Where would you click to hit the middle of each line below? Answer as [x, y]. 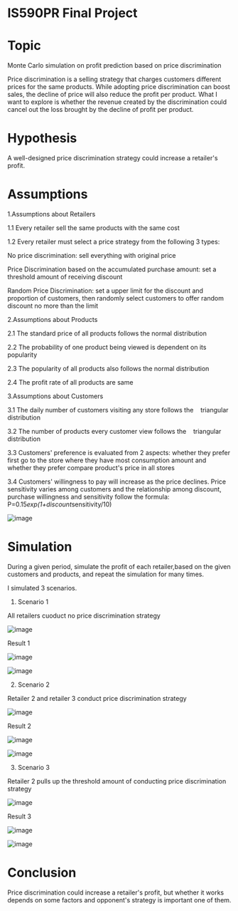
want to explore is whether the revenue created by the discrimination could [117, 102]
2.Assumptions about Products [53, 319]
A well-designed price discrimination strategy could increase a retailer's [113, 158]
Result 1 [19, 643]
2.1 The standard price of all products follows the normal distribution [107, 333]
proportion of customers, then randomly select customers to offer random [115, 298]
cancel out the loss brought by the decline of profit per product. [101, 110]
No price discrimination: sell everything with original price [92, 255]
